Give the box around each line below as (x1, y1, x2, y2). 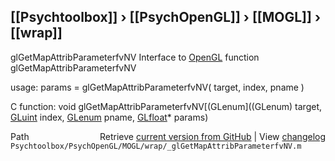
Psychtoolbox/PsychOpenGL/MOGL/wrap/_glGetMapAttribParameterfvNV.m (10, 141, 302, 151)
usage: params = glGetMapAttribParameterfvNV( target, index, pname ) (10, 81, 305, 93)
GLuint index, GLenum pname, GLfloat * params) (10, 111, 209, 123)
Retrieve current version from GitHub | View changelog (99, 130, 326, 142)
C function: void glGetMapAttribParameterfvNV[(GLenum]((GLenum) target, (10, 100, 323, 112)
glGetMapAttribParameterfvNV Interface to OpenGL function (10, 51, 260, 63)
